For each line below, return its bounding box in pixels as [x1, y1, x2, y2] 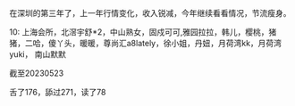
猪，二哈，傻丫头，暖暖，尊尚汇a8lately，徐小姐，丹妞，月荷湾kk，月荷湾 [9, 38, 282, 48]
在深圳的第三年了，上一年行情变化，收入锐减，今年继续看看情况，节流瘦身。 [9, 8, 291, 18]
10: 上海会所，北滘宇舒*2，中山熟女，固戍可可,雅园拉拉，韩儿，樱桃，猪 [9, 27, 277, 37]
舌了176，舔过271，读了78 [9, 87, 106, 97]
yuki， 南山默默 [9, 49, 67, 60]
